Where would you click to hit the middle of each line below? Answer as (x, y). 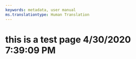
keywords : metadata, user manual (41, 10)
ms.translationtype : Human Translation (47, 15)
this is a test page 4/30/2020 (68, 40)
